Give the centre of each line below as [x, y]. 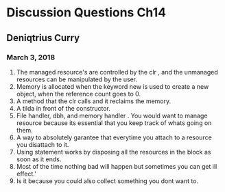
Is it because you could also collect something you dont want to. [107, 181]
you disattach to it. [43, 144]
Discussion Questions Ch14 [86, 13]
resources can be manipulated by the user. [77, 79]
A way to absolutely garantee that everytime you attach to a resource [114, 137]
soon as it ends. [39, 159]
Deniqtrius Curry [43, 38]
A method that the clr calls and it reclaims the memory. [94, 101]
